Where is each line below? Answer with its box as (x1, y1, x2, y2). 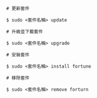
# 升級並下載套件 (6, 29, 43, 35)
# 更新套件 (6, 5, 30, 11)
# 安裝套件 (6, 52, 30, 58)
